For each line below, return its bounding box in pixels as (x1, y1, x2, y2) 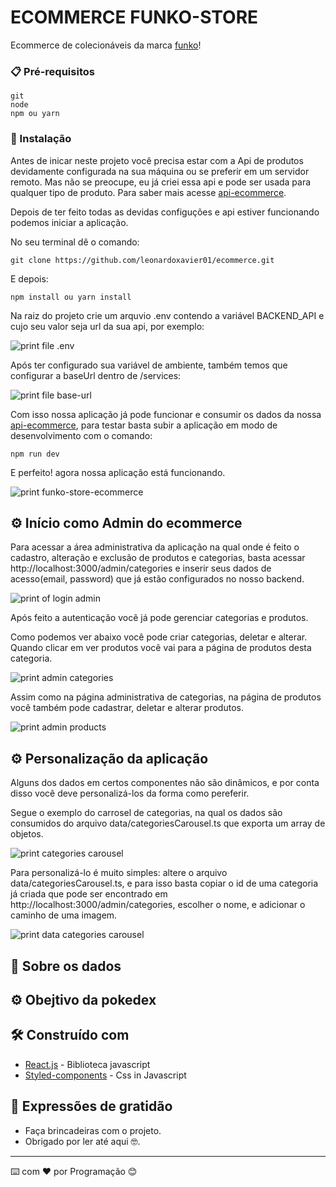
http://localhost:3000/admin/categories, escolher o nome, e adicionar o (10, 899, 306, 911)
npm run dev (10, 449, 60, 459)
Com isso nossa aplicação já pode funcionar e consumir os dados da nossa (10, 408, 322, 420)
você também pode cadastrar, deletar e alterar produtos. (10, 702, 244, 714)
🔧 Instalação (10, 132, 72, 146)
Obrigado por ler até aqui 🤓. (24, 1135, 141, 1147)
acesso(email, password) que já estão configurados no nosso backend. (10, 573, 305, 585)
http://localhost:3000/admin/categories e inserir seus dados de (10, 562, 272, 575)
